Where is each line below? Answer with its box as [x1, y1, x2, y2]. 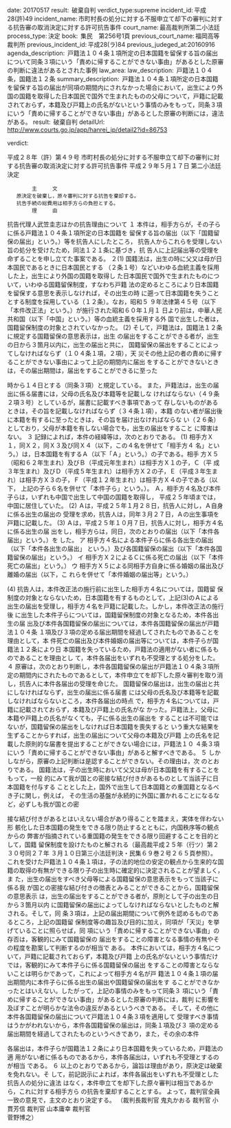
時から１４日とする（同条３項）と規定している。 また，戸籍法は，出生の [7, 381, 213, 389]
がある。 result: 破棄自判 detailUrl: [7, 118, 105, 126]
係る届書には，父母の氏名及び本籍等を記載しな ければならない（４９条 [19, 390, 220, 398]
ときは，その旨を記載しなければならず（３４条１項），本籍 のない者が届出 [7, 407, 217, 415]
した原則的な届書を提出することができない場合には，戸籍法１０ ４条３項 [12, 740, 220, 748]
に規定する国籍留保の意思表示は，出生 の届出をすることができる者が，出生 [7, 332, 219, 340]
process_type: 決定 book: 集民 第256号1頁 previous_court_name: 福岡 [7, 32, 208, 40]
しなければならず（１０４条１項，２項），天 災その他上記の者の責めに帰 [12, 350, 217, 357]
